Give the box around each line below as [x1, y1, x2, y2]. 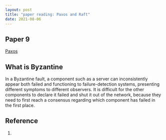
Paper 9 [5, 35, 30, 43]
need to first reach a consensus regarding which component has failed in [5, 97, 156, 103]
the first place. [5, 103, 35, 108]
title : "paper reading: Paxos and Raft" [5, 12, 91, 17]
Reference [5, 117, 38, 125]
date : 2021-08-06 [5, 16, 41, 21]
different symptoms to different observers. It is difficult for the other [5, 87, 145, 92]
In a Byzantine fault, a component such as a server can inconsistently [5, 76, 148, 82]
